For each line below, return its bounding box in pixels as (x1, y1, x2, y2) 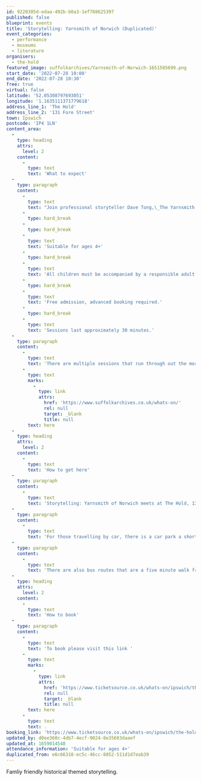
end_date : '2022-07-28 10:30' (6, 76, 82, 82)
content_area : (6, 126, 42, 132)
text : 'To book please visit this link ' (28, 645, 133, 652)
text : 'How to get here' (28, 467, 90, 473)
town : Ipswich (6, 115, 42, 121)
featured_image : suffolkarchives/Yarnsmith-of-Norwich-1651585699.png (6, 64, 187, 71)
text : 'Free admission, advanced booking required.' (28, 299, 163, 305)
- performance (11, 37, 47, 43)
